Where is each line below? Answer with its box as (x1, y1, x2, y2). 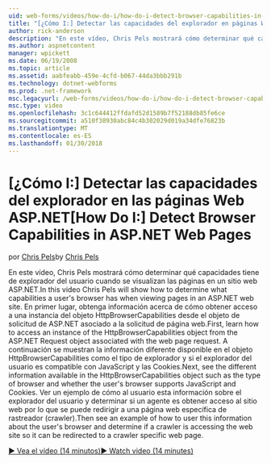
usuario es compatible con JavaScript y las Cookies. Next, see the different (8, 362, 256, 372)
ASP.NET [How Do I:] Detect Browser (8, 208, 256, 227)
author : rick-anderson (8, 27, 85, 35)
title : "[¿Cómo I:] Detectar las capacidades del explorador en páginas (8, 19, 258, 27)
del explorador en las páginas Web (8, 191, 244, 210)
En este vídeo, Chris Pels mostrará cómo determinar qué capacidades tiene (8, 268, 260, 277)
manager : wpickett (8, 49, 70, 57)
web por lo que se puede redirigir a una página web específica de (8, 405, 227, 415)
